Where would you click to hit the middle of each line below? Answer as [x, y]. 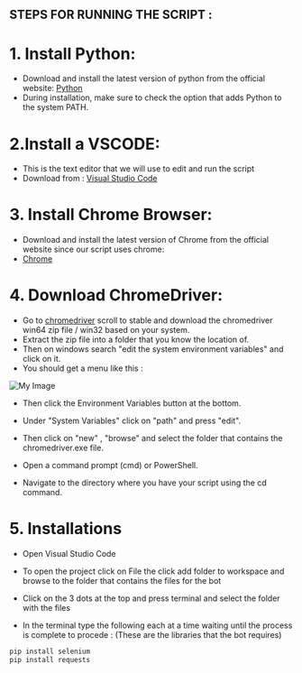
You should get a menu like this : [82, 368]
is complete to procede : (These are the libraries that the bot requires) [152, 635]
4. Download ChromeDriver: [116, 295]
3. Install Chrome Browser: [111, 215]
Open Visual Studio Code [69, 554]
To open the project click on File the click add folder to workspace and [153, 571]
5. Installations [66, 529]
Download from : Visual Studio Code [90, 179]
